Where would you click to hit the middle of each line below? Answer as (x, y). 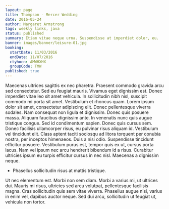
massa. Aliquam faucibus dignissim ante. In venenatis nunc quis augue (79, 118)
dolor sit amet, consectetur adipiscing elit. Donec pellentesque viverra (78, 107)
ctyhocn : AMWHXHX (28, 62)
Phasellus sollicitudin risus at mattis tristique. (59, 171)
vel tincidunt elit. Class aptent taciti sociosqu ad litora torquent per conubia (83, 134)
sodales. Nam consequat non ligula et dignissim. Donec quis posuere (77, 112)
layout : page (19, 10)
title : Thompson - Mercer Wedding (42, 15)
